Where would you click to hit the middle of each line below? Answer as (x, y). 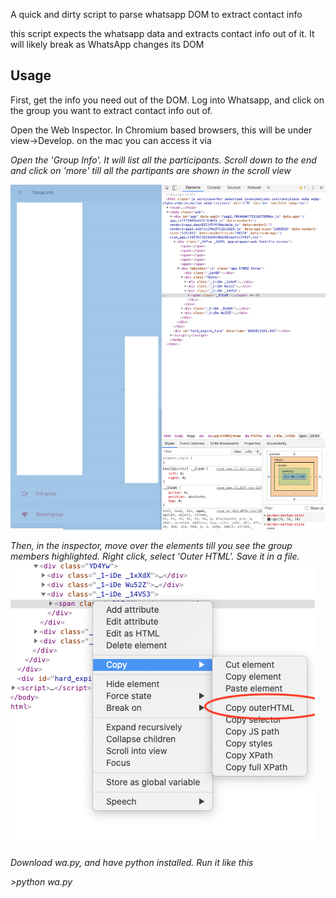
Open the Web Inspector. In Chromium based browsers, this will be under (161, 130)
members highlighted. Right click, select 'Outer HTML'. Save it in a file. (155, 556)
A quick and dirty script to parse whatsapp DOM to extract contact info (156, 14)
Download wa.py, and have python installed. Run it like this (132, 862)
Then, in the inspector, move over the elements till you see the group (151, 545)
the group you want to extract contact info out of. (111, 110)
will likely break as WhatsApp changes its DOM (107, 44)
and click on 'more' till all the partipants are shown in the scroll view (151, 170)
